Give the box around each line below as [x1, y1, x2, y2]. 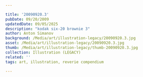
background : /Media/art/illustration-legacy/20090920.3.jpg [5, 36, 136, 41]
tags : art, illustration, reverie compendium [5, 59, 104, 64]
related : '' [5, 55, 31, 60]
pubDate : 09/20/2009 [5, 16, 50, 22]
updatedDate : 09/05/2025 [5, 21, 58, 27]
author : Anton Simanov [5, 31, 54, 36]
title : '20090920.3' [5, 12, 50, 17]
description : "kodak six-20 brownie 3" [5, 26, 90, 31]
